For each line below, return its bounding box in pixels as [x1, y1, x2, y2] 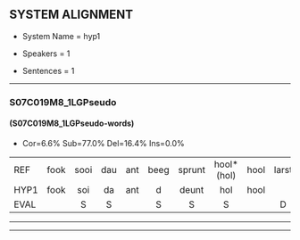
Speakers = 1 [21, 48, 71, 59]
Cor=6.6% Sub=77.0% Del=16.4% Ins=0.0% [21, 137, 185, 148]
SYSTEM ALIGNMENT [9, 7, 134, 22]
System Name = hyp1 [21, 30, 101, 41]
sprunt [178, 163, 205, 176]
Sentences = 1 [21, 65, 75, 76]
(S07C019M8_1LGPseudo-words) [9, 118, 135, 128]
